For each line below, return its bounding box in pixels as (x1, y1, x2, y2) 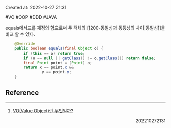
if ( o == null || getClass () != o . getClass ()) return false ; (23, 56, 156, 61)
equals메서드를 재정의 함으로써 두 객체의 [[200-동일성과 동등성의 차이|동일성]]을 (5, 25, 165, 31)
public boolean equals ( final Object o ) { (14, 46, 103, 51)
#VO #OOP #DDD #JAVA (5, 14, 58, 20)
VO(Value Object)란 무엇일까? (12, 107, 74, 114)
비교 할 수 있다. (5, 31, 36, 37)
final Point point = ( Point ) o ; (23, 60, 93, 65)
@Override (14, 41, 36, 46)
